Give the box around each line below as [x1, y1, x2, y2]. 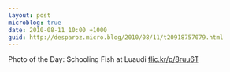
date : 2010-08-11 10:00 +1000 [8, 26, 108, 34]
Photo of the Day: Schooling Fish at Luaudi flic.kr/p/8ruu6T [8, 55, 199, 64]
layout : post [8, 11, 51, 20]
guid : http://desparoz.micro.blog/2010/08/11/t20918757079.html [8, 33, 224, 41]
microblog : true [8, 19, 61, 27]
